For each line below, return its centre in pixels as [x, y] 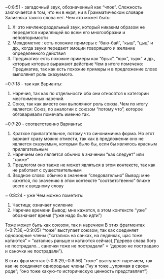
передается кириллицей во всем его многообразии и [69, 32]
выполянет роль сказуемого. [43, 74]
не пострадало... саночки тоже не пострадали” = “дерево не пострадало [82, 246]
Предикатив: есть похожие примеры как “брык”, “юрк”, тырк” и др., [84, 58]
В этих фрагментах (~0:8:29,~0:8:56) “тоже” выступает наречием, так [79, 261]
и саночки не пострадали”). [34, 251]
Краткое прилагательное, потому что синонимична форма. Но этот [83, 133]
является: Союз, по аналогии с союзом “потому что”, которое [78, 109]
